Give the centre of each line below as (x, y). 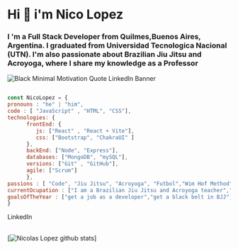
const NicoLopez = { (38, 98)
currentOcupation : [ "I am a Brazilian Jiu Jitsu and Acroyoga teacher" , (119, 190)
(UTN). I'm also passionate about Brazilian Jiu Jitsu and (104, 55)
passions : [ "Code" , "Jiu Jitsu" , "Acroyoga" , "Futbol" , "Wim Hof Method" (120, 184)
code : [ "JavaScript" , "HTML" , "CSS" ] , (69, 111)
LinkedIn (20, 217)
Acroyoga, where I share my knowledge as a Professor (103, 63)
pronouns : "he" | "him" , (45, 105)
